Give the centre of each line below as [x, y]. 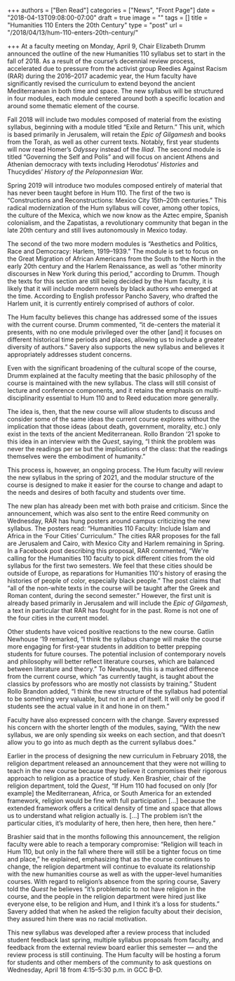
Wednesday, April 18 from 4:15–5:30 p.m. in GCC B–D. [85, 970]
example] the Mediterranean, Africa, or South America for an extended [109, 793]
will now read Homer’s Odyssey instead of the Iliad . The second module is [114, 149]
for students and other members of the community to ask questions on [109, 962]
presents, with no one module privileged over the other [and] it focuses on [115, 332]
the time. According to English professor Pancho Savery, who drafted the [113, 296]
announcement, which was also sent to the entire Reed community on [108, 513]
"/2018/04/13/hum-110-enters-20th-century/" [73, 32]
